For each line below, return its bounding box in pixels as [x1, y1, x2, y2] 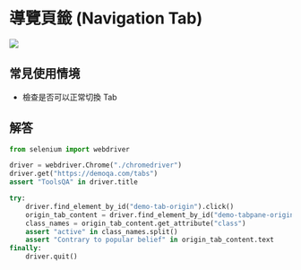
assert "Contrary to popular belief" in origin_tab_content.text [25, 235, 275, 245]
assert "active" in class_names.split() [25, 227, 178, 236]
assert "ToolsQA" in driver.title [9, 178, 139, 187]
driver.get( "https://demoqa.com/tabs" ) [9, 170, 159, 179]
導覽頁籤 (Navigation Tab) [9, 8, 203, 29]
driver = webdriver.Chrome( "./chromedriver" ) [9, 161, 182, 170]
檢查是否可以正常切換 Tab [21, 91, 118, 102]
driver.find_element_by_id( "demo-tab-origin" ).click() [25, 202, 235, 211]
